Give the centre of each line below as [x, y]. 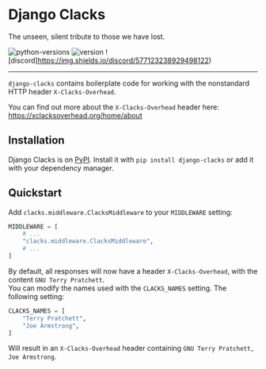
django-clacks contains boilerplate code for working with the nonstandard [129, 83]
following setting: [36, 296]
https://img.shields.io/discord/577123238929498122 [123, 60]
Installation [36, 140]
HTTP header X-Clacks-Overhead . [62, 91]
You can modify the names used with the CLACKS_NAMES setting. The [118, 288]
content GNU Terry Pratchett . [57, 279]
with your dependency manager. [61, 167]
